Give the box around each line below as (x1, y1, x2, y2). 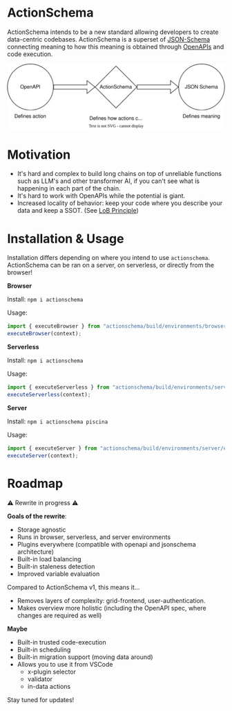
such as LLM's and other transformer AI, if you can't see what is (17, 177, 200, 185)
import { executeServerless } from (7, 384, 110, 391)
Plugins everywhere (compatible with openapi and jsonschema (17, 540, 197, 548)
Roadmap (7, 475, 64, 491)
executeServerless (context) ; (7, 392, 91, 398)
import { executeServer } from (7, 445, 97, 452)
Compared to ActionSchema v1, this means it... (7, 583, 140, 591)
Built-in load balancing (17, 554, 81, 563)
